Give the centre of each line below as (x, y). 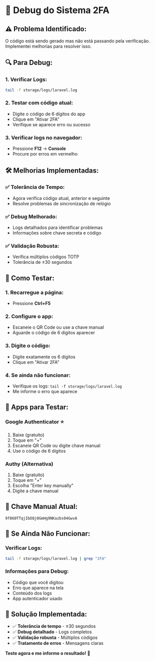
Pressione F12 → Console (39, 149)
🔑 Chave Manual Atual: (41, 507)
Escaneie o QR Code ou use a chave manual (58, 327)
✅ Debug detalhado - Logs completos (52, 632)
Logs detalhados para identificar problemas (57, 228)
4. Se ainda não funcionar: (38, 375)
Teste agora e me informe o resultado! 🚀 (48, 653)
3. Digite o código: (28, 346)
